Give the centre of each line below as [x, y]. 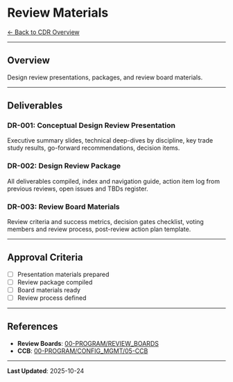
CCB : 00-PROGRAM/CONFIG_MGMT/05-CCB [83, 351]
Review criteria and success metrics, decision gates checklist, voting [106, 222]
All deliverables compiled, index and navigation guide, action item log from [114, 181]
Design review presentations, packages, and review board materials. [105, 77]
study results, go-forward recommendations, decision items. [94, 148]
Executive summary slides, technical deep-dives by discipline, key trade [110, 141]
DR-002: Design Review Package [64, 166]
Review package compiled [55, 282]
